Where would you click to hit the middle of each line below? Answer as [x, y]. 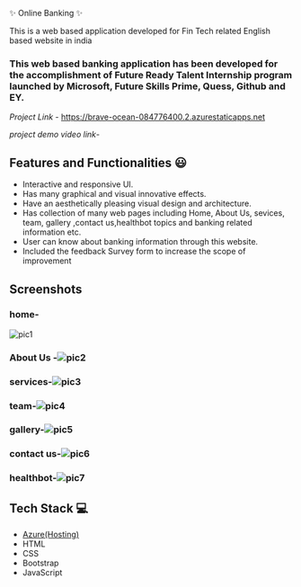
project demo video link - [55, 135]
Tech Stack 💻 [49, 508]
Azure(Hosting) [50, 535]
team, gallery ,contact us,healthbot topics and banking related [137, 223]
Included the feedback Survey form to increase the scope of [134, 252]
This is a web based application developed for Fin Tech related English [140, 31]
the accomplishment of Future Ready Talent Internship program [151, 75]
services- [31, 381]
